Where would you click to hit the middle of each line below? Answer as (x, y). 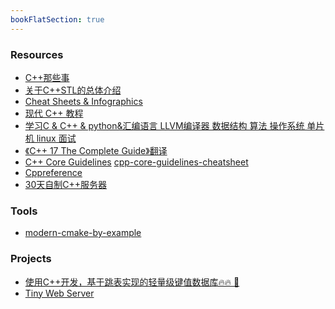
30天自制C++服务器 (66, 184)
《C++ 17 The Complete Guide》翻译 (96, 150)
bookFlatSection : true (57, 19)
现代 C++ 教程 (54, 113)
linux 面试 (56, 138)
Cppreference (53, 172)
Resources (37, 54)
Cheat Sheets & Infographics (83, 101)
